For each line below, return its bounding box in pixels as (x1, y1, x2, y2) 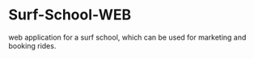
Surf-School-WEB (8, 6, 132, 24)
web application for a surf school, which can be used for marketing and (8, 32, 247, 42)
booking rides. (8, 40, 57, 50)
